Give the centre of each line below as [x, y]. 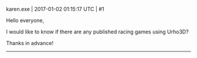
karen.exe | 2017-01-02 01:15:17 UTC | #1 [55, 9]
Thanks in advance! [30, 43]
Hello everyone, [25, 20]
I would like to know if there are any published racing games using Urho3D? [97, 32]
